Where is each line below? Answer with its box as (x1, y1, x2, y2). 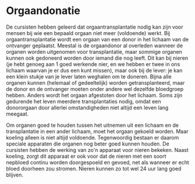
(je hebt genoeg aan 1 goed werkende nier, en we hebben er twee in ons (6, 60, 180, 68)
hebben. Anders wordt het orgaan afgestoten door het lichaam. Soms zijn (6, 92, 183, 99)
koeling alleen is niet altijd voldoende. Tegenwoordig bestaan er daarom (6, 134, 179, 141)
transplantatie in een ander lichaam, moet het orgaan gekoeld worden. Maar (6, 127, 189, 135)
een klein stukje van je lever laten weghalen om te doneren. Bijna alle (6, 73, 172, 80)
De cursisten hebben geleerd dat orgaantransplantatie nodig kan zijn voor (6, 23, 183, 30)
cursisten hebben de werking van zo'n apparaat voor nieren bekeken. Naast (6, 146, 189, 153)
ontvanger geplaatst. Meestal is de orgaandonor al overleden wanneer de (6, 42, 183, 49)
